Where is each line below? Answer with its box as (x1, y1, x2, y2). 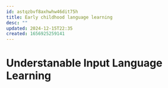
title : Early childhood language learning (6, 14, 113, 20)
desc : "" (6, 20, 28, 26)
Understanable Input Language (6, 56, 163, 70)
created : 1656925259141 (6, 31, 65, 37)
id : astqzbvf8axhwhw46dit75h (6, 8, 78, 15)
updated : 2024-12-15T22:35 (6, 25, 73, 32)
